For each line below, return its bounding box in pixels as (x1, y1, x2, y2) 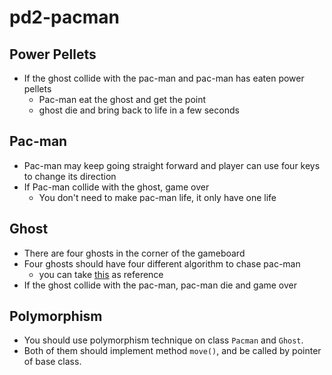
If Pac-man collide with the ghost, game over (23, 181, 210, 193)
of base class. (23, 356, 82, 368)
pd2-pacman (9, 6, 120, 29)
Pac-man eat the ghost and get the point (38, 94, 207, 105)
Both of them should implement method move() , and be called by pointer (23, 345, 322, 357)
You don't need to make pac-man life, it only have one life (38, 191, 277, 203)
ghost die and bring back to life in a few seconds (38, 104, 240, 116)
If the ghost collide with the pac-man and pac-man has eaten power (23, 72, 305, 84)
